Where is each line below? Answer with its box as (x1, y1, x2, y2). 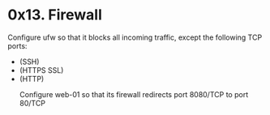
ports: (7, 40, 28, 50)
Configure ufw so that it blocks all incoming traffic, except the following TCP (7, 32, 263, 42)
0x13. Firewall (7, 6, 103, 24)
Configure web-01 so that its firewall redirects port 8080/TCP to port (19, 89, 249, 99)
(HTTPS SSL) (19, 65, 64, 75)
